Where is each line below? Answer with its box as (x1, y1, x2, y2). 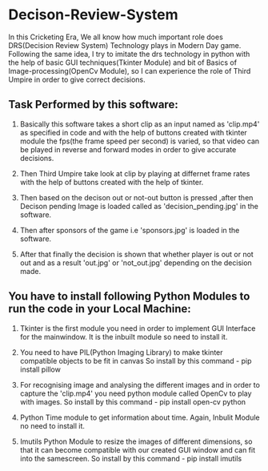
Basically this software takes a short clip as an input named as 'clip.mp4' (19, 119, 260, 129)
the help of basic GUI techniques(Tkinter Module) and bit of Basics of (8, 58, 238, 67)
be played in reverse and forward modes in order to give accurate (19, 144, 237, 154)
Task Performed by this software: (8, 98, 178, 111)
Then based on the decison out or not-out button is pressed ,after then (19, 192, 254, 202)
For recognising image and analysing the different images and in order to (19, 380, 260, 389)
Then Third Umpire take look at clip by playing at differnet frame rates (19, 168, 250, 178)
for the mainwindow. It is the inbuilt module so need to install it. (19, 332, 228, 341)
